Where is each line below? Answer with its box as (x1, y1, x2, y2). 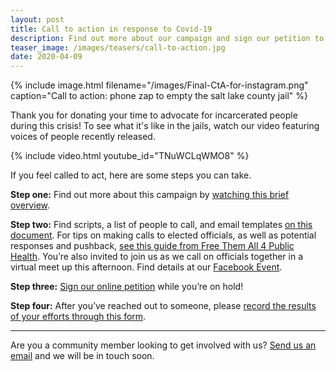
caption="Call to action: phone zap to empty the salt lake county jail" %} (10, 90, 309, 102)
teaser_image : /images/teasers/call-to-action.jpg (10, 42, 226, 53)
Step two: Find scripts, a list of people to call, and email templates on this (10, 219, 313, 231)
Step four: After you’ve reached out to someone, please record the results (10, 300, 317, 312)
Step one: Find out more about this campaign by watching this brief (10, 189, 290, 201)
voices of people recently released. (10, 131, 156, 143)
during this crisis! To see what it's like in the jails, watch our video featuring (10, 120, 320, 132)
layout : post (10, 14, 65, 25)
